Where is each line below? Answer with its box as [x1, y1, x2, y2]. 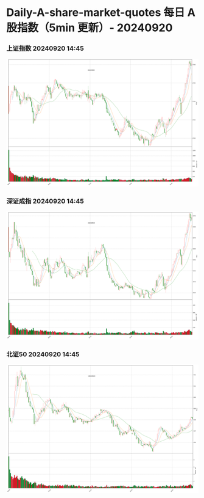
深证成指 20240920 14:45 [6, 197, 84, 205]
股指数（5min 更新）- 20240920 [6, 21, 173, 35]
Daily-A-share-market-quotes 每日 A [6, 5, 196, 20]
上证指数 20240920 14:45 [6, 44, 84, 53]
